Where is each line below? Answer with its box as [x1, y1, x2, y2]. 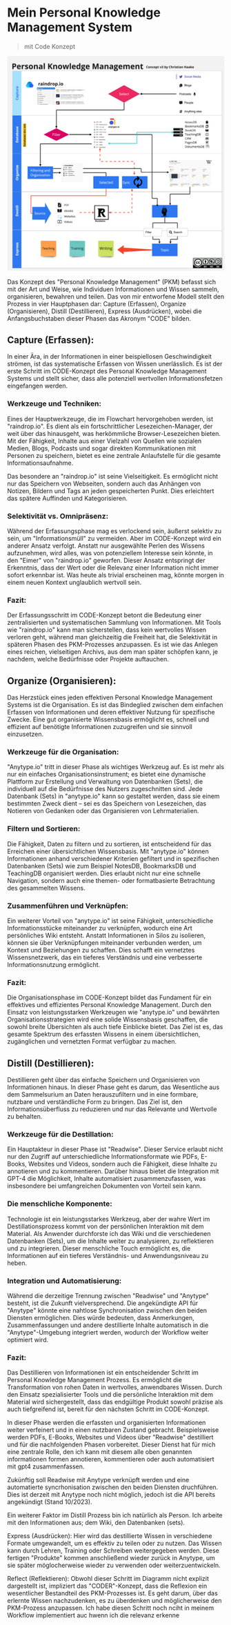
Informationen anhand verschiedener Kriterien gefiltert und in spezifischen [7, 854, 219, 863]
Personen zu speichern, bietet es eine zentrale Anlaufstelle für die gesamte [7, 451, 221, 459]
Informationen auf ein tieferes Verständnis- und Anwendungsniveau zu [7, 1251, 209, 1259]
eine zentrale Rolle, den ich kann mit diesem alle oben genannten [7, 1448, 192, 1456]
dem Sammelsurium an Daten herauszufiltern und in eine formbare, [7, 1090, 199, 1099]
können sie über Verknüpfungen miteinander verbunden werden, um [7, 938, 202, 946]
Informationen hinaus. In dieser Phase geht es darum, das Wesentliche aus [7, 1083, 220, 1091]
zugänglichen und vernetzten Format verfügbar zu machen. [7, 1037, 177, 1046]
